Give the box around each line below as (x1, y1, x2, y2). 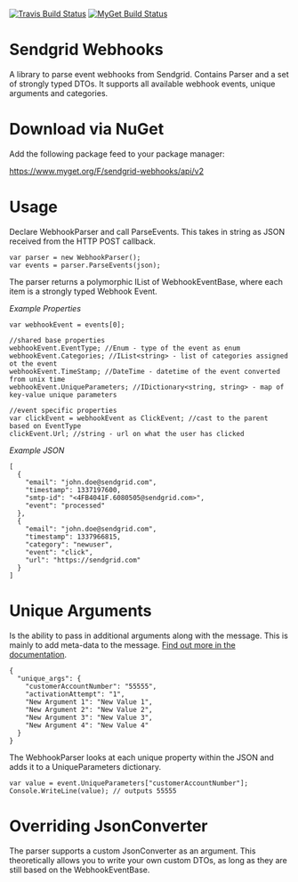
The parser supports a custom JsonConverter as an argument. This (9, 846, 256, 856)
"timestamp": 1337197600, (25, 485, 122, 494)
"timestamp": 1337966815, (25, 532, 122, 541)
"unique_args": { (17, 674, 82, 683)
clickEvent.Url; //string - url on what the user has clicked (9, 429, 245, 438)
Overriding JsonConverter (9, 815, 208, 836)
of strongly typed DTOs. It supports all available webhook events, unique (9, 78, 276, 89)
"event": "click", (25, 547, 93, 556)
